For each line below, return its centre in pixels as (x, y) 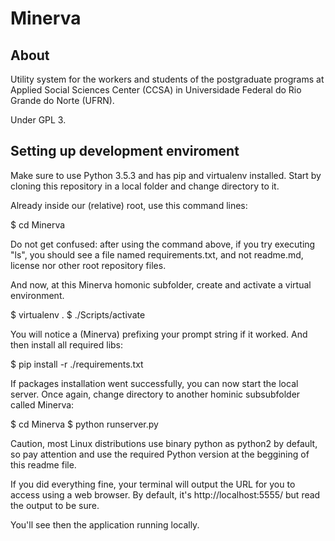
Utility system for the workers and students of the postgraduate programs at (167, 79)
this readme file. (43, 464)
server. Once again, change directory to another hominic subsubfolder (155, 394)
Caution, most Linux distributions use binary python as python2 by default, (164, 443)
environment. (37, 295)
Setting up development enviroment (125, 151)
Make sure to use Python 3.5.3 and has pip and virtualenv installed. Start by (166, 175)
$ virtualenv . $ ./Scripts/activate (78, 314)
